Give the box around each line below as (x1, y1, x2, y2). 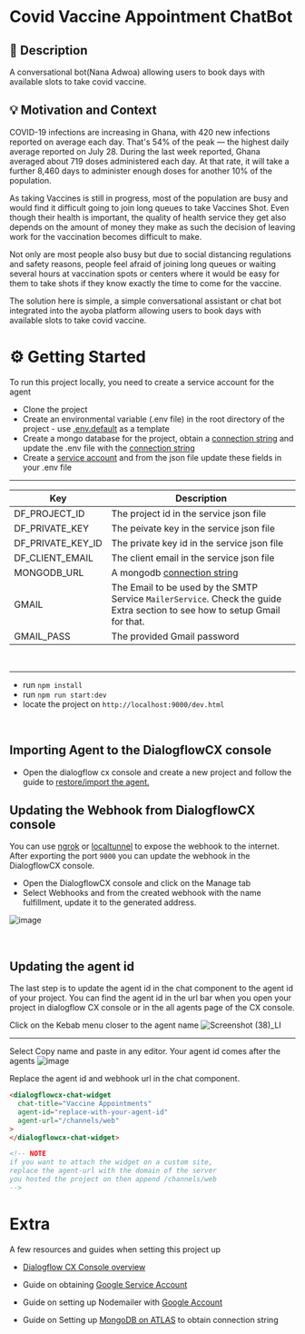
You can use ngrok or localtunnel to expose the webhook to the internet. (9, 841, 280, 851)
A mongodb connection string (111, 566, 239, 579)
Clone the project (22, 403, 88, 414)
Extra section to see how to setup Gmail (111, 603, 280, 616)
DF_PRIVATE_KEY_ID (14, 536, 103, 549)
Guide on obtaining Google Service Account (22, 1279, 188, 1289)
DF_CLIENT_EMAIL (14, 552, 93, 564)
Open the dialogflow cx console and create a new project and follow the (22, 766, 292, 778)
